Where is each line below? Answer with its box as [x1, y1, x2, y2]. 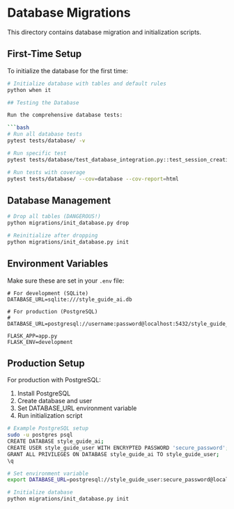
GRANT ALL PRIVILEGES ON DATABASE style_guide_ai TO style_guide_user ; [7, 451, 219, 457]
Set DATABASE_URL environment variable [17, 404, 137, 412]
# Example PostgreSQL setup [7, 425, 89, 432]
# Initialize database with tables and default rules [7, 80, 167, 87]
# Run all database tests [7, 131, 82, 138]
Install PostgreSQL [17, 389, 71, 398]
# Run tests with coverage [7, 169, 86, 175]
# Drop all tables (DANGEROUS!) [7, 213, 101, 220]
